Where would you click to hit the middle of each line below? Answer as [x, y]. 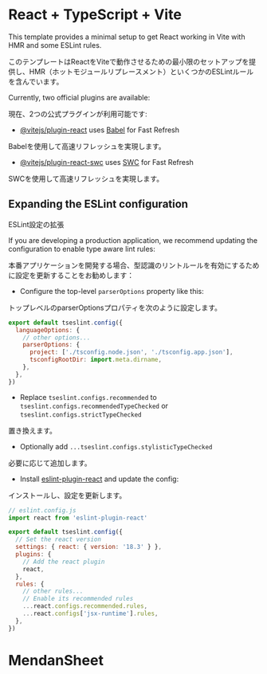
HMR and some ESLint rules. [55, 45]
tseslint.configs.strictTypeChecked [80, 415]
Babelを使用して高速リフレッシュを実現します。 [87, 146]
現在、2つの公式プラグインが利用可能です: [78, 114]
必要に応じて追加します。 [50, 463]
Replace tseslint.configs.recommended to [88, 397]
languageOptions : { [48, 330]
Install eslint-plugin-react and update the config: [99, 479]
